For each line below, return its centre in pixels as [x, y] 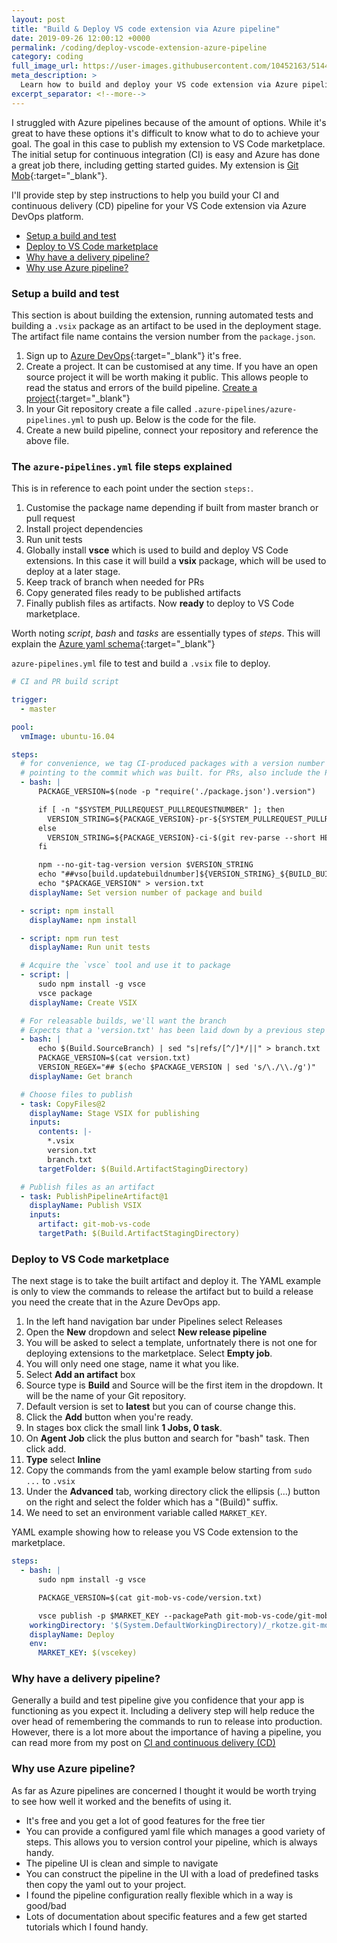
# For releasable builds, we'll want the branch [123, 1021]
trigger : [29, 700]
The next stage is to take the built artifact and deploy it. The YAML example [166, 1281]
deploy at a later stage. [73, 572]
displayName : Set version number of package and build [146, 892]
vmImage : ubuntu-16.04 [67, 736]
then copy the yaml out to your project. [106, 1884]
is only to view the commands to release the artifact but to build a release [162, 1292]
